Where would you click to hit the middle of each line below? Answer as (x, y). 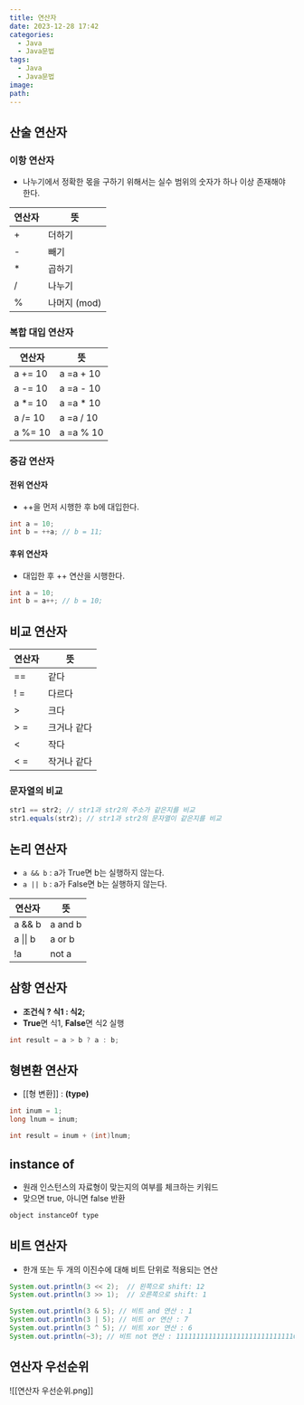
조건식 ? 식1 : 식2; (54, 1011)
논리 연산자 (38, 849)
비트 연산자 (38, 1246)
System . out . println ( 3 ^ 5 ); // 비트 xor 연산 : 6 (101, 1328)
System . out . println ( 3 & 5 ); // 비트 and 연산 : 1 (101, 1311)
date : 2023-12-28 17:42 (54, 26)
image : (22, 85)
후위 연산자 (28, 554)
